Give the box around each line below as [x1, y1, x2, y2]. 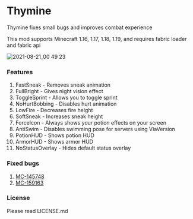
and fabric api [7, 42, 41, 49]
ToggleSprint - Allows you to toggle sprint [15, 94, 118, 101]
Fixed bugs [7, 159, 40, 167]
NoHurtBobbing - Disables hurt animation [15, 100, 117, 107]
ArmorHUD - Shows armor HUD [15, 138, 94, 145]
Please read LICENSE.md [7, 207, 68, 214]
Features [7, 68, 33, 76]
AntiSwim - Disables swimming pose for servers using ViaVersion [15, 126, 176, 133]
